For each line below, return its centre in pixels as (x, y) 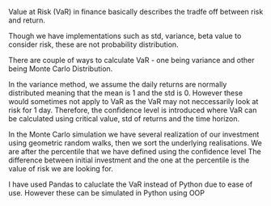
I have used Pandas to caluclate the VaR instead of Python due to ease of (131, 184)
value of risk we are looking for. (61, 168)
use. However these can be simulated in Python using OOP (106, 193)
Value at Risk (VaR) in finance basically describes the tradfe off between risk (136, 12)
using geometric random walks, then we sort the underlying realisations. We (135, 143)
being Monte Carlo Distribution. (61, 69)
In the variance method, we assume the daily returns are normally (118, 84)
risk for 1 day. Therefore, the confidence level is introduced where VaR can (133, 110)
